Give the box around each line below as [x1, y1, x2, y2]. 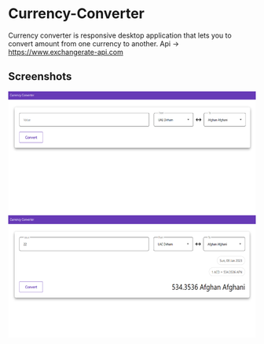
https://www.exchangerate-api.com [8, 47, 123, 56]
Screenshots [8, 70, 72, 83]
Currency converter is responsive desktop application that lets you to [8, 31, 232, 40]
